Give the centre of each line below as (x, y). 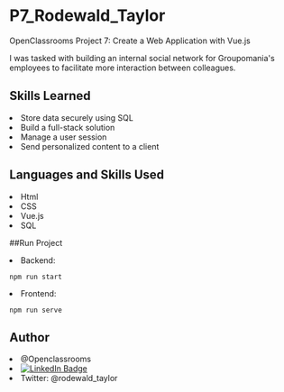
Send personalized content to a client (90, 146)
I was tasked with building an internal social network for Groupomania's (142, 58)
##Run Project (36, 242)
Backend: (38, 260)
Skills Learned (50, 96)
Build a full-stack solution (68, 127)
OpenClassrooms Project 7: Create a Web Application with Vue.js (130, 41)
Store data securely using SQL (77, 117)
